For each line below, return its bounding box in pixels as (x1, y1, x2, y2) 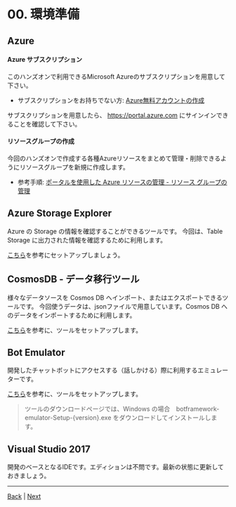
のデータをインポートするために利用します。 (7, 311, 136, 319)
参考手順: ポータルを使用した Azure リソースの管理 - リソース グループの (17, 177, 228, 186)
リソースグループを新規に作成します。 (19, 162, 130, 171)
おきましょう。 (7, 472, 51, 480)
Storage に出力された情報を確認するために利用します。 (7, 236, 167, 244)
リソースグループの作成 (7, 137, 75, 146)
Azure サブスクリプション (7, 56, 83, 64)
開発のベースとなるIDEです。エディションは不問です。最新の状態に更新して (7, 463, 224, 471)
